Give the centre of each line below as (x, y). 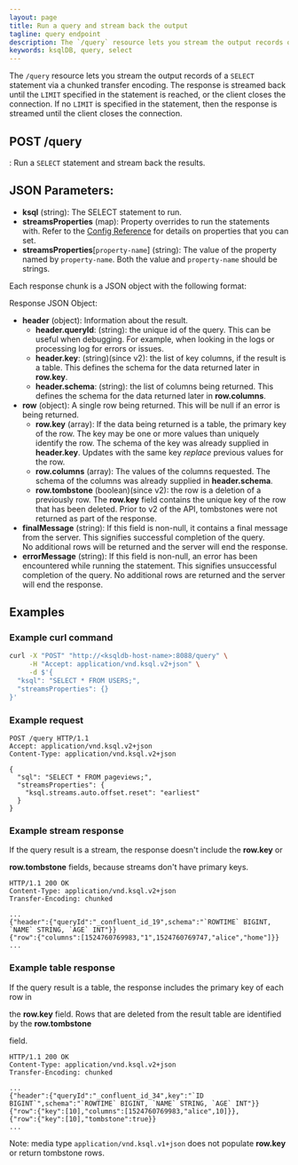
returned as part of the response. (96, 518)
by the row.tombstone (51, 1023)
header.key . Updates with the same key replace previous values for (159, 452)
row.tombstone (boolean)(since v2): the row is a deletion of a (148, 490)
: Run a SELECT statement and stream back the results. (107, 162)
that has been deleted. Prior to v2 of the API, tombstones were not (156, 509)
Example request (47, 720)
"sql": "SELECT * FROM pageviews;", (85, 777)
